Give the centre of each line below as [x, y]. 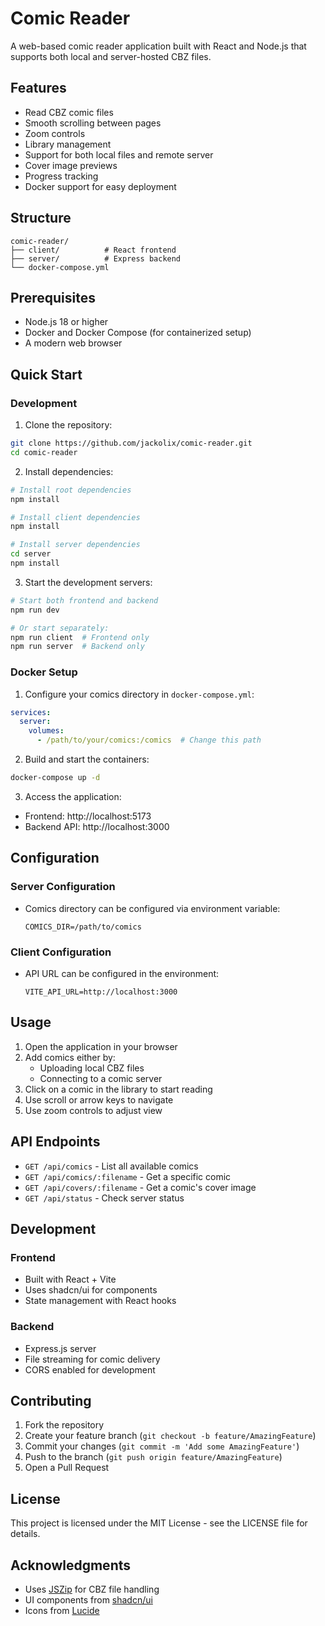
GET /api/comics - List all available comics [111, 1166]
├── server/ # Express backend [96, 258]
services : [31, 712]
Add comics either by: [70, 1057]
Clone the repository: [68, 425]
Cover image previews [71, 165]
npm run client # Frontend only [80, 637]
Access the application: [73, 796]
